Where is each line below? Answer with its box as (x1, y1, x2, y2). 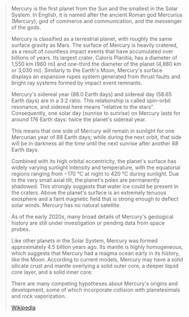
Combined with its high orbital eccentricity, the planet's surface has (11, 158, 177, 164)
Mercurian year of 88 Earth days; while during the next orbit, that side (11, 134, 182, 141)
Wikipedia (11, 304, 36, 311)
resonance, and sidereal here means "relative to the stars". (11, 103, 155, 110)
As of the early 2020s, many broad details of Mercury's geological (11, 213, 174, 220)
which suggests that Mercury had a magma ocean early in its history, (11, 250, 180, 257)
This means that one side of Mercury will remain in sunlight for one (11, 127, 175, 134)
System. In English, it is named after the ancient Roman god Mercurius (11, 11, 183, 18)
